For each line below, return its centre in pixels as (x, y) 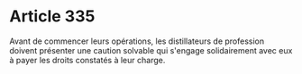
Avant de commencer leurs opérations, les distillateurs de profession (137, 41)
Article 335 (52, 16)
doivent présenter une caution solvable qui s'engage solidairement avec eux (151, 50)
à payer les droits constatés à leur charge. (87, 60)
